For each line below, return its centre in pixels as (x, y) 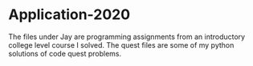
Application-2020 (69, 15)
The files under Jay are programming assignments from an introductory (127, 37)
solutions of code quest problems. (65, 53)
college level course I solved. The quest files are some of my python (121, 45)
